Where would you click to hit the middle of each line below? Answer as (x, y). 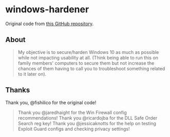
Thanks (18, 90)
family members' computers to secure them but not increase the (86, 63)
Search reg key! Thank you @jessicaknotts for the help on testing (87, 123)
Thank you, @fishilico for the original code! (51, 102)
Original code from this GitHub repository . (50, 24)
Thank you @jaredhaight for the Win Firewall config (72, 112)
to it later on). (32, 74)
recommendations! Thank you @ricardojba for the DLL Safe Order (88, 118)
